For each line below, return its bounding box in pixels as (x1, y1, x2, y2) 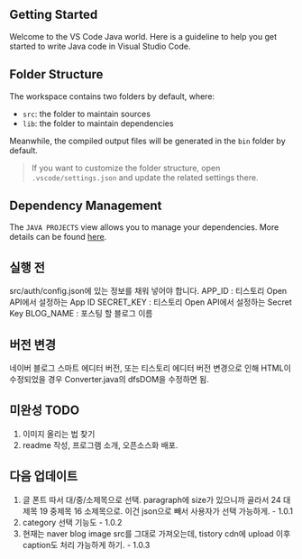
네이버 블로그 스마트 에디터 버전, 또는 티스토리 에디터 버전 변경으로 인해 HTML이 (9, 362, 291, 373)
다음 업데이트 (9, 469, 78, 484)
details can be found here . (9, 232, 107, 243)
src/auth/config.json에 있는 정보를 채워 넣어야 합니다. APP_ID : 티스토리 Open (9, 286, 288, 297)
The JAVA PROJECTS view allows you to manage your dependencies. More (9, 222, 279, 233)
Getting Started (9, 7, 98, 23)
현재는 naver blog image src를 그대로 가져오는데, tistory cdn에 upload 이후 (22, 527, 291, 539)
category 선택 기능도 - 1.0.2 (22, 517, 123, 527)
